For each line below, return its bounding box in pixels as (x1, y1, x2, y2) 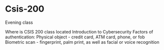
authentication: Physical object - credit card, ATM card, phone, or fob (5, 34, 145, 40)
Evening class (5, 19, 33, 25)
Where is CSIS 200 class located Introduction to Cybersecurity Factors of (5, 29, 153, 34)
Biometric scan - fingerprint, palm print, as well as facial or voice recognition (5, 39, 160, 45)
